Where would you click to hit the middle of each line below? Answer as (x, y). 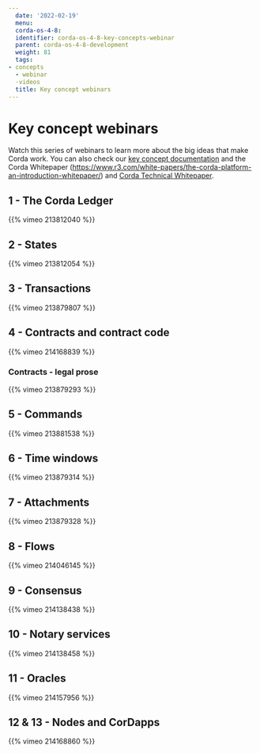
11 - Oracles (37, 678)
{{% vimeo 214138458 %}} (52, 653)
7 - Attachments (49, 502)
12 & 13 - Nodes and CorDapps (84, 722)
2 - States (33, 245)
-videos (28, 82)
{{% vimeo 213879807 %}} (52, 308)
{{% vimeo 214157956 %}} (51, 698)
